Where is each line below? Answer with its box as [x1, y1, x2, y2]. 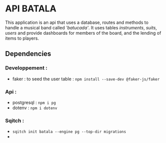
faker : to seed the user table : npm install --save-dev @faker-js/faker [12, 75, 160, 82]
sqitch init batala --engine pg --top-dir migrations [12, 130, 126, 135]
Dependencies [5, 50, 51, 58]
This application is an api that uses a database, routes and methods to [5, 19, 149, 25]
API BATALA [5, 3, 57, 14]
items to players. [5, 35, 39, 41]
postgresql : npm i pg [12, 99, 56, 105]
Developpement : [5, 65, 48, 71]
